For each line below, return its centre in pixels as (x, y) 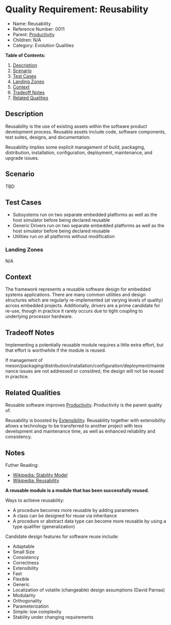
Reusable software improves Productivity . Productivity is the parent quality (84, 405)
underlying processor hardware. (39, 316)
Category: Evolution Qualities (43, 45)
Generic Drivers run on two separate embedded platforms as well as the (89, 226)
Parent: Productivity (33, 34)
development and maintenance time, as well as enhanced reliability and (80, 432)
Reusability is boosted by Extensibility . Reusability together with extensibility (86, 420)
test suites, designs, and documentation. (48, 137)
